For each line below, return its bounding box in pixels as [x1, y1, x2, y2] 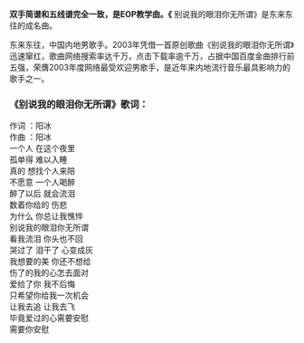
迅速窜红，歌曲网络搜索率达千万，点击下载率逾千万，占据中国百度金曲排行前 [9, 51, 295, 62]
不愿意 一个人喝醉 [9, 176, 75, 188]
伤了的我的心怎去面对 [9, 267, 89, 279]
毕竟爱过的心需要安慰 [9, 312, 89, 324]
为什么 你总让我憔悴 [9, 211, 83, 222]
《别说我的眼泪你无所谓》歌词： [9, 98, 149, 110]
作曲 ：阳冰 [9, 131, 52, 143]
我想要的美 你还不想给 [9, 256, 91, 267]
